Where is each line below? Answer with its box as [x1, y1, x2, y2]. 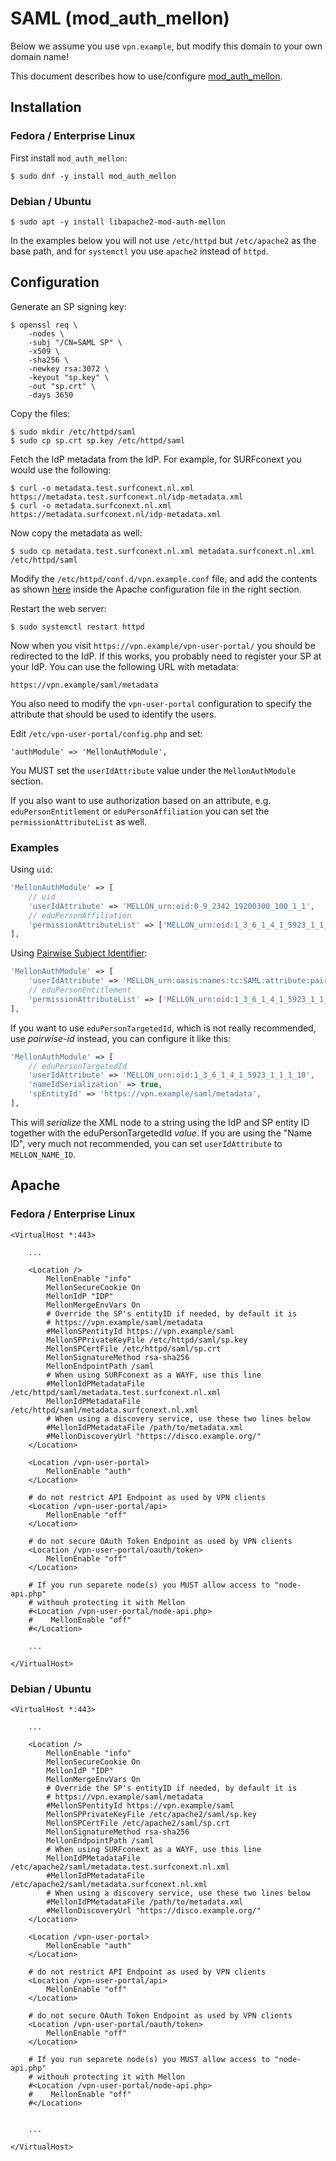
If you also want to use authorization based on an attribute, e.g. [10, 794, 272, 806]
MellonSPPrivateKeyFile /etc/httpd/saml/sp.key [46, 1335, 248, 1345]
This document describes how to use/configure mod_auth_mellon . [10, 70, 283, 82]
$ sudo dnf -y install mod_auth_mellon [10, 171, 177, 181]
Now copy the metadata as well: [10, 527, 143, 539]
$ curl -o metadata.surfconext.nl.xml [10, 500, 172, 511]
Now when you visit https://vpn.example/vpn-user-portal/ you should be [10, 639, 316, 651]
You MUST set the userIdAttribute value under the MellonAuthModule [10, 764, 296, 776]
